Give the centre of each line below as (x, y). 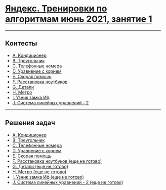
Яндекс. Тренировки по (56, 9)
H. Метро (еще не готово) (39, 172)
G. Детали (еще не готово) (40, 166)
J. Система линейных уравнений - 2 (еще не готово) (68, 182)
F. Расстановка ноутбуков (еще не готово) (57, 161)
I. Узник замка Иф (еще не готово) (48, 177)
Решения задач (30, 123)
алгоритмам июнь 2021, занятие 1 (79, 19)
